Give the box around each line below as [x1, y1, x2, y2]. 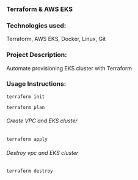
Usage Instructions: [6, 80, 67, 88]
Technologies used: [6, 21, 67, 29]
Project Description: [6, 51, 67, 59]
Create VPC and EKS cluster [6, 117, 78, 124]
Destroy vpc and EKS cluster [6, 149, 79, 156]
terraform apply [6, 137, 48, 143]
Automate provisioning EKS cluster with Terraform [6, 64, 133, 72]
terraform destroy [6, 168, 53, 174]
